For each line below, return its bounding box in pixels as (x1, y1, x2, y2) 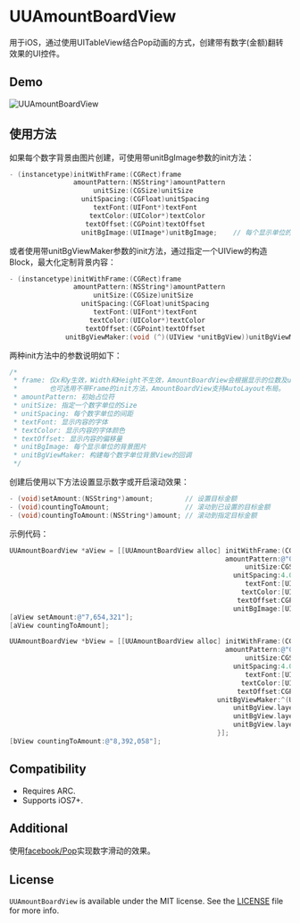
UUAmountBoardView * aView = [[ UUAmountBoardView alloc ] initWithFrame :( (9, 546, 286, 555)
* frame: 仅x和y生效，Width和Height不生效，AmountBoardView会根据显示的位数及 (12, 376, 287, 385)
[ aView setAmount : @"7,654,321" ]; (9, 613, 134, 622)
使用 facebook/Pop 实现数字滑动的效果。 (9, 845, 155, 856)
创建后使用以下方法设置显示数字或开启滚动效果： (9, 477, 189, 487)
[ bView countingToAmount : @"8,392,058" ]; (9, 736, 162, 746)
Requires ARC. (21, 785, 76, 796)
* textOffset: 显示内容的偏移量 (12, 434, 123, 444)
